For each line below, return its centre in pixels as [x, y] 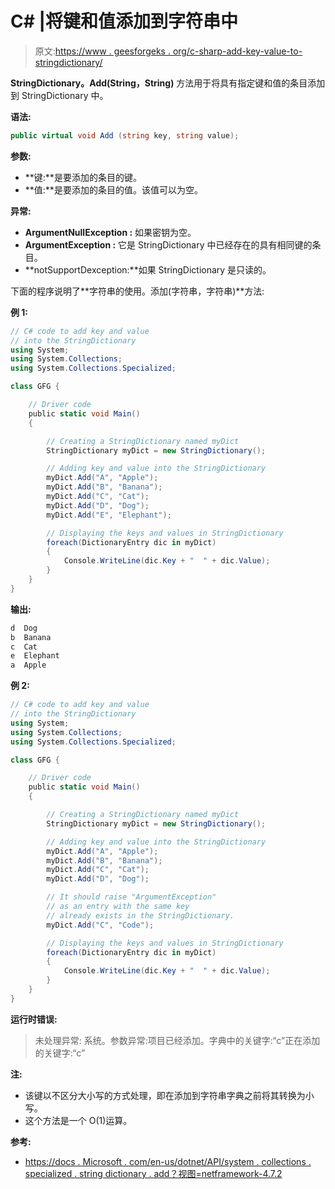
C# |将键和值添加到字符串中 [124, 21]
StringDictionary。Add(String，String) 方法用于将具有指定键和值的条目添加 [168, 83]
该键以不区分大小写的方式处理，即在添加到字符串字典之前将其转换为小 [169, 1095]
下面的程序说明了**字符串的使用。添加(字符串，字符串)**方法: [137, 291]
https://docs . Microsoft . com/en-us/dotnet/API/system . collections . [168, 1161]
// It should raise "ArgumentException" [131, 897]
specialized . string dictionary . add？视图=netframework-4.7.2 [153, 1173]
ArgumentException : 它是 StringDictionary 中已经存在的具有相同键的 [168, 244]
